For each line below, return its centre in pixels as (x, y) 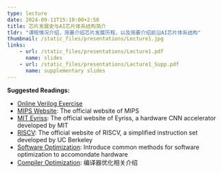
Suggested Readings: (38, 90)
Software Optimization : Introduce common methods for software (108, 147)
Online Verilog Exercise (50, 103)
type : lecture (27, 13)
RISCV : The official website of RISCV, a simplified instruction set (107, 132)
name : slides (44, 58)
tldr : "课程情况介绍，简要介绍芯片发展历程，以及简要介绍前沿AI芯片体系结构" (104, 32)
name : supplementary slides (65, 70)
